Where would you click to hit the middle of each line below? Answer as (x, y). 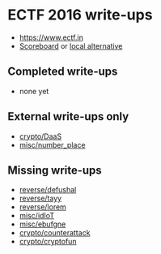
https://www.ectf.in (51, 37)
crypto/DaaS (40, 136)
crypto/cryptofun (48, 242)
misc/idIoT (36, 216)
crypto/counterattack (55, 233)
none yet (34, 91)
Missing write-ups (55, 170)
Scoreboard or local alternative (71, 45)
